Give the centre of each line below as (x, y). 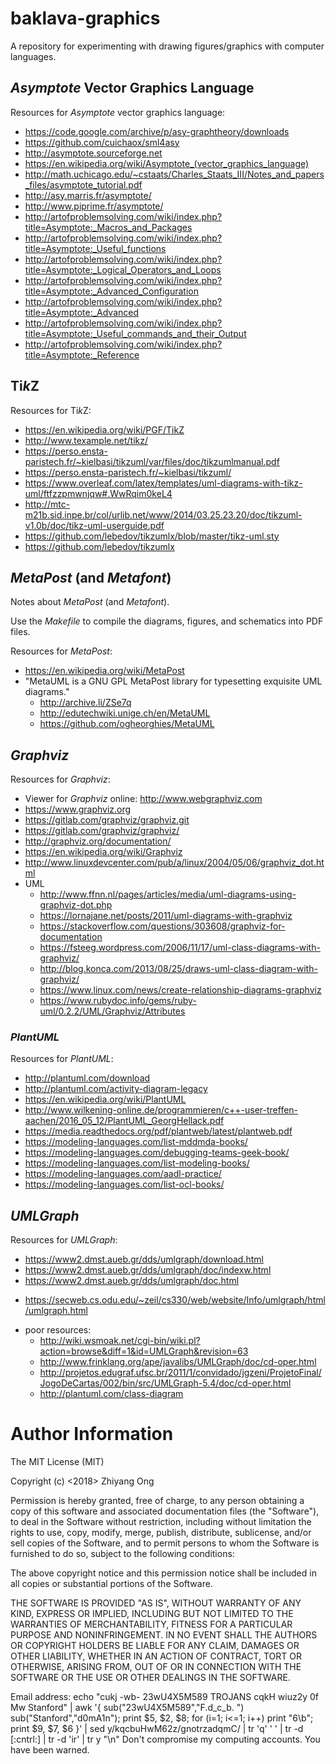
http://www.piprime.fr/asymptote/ (94, 206)
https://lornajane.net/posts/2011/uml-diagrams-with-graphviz (166, 916)
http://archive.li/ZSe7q (85, 703)
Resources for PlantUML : (62, 1059)
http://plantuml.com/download (87, 1078)
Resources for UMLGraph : (64, 1240)
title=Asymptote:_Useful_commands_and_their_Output (135, 333)
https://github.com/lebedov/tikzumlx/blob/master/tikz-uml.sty (152, 536)
